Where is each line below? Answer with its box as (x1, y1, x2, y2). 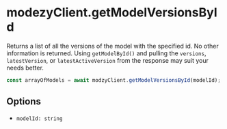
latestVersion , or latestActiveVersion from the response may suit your (6, 56, 209, 64)
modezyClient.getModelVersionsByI (6, 5, 218, 20)
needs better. (6, 63, 44, 72)
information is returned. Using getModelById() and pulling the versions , (6, 49, 206, 57)
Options (6, 96, 42, 107)
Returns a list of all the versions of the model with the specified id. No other (6, 42, 219, 50)
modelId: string (16, 115, 63, 122)
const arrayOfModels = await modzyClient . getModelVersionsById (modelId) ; (6, 76, 222, 83)
